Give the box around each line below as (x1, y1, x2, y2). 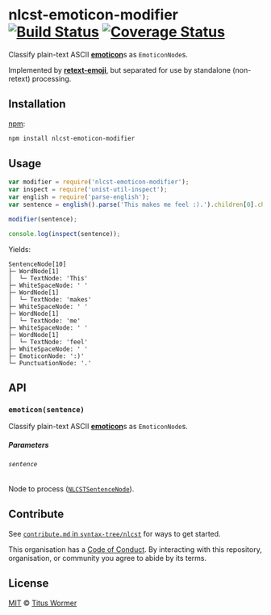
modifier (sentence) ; (8, 215, 78, 223)
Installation (8, 97, 66, 111)
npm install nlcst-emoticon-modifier (8, 134, 135, 142)
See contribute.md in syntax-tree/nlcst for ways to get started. (8, 529, 221, 538)
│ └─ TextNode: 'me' (8, 317, 81, 325)
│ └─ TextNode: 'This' (8, 274, 89, 282)
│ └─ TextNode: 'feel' (8, 338, 89, 346)
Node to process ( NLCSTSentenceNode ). (8, 483, 135, 494)
